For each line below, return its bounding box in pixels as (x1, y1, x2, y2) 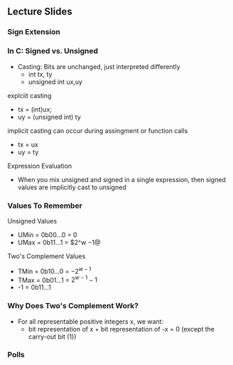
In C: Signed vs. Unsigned (7, 46, 98, 56)
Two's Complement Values (7, 252, 86, 260)
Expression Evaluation (7, 162, 72, 170)
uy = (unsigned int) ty (17, 112, 82, 121)
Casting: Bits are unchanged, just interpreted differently (17, 62, 180, 70)
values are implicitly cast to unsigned (17, 183, 126, 191)
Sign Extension (7, 27, 60, 37)
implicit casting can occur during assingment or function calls (7, 126, 188, 134)
